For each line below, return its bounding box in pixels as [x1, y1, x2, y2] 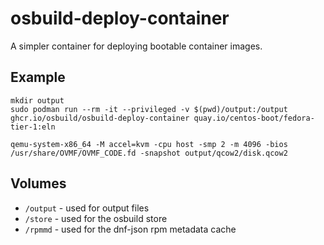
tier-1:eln [10, 122, 56, 132]
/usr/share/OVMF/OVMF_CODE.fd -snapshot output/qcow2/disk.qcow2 [10, 148, 288, 158]
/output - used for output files [24, 202, 150, 214]
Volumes [10, 175, 67, 192]
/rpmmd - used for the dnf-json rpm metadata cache [24, 223, 237, 235]
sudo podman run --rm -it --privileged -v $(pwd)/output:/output [10, 104, 288, 114]
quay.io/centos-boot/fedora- [193, 113, 315, 123]
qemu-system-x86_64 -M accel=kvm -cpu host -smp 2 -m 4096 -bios [10, 139, 288, 149]
